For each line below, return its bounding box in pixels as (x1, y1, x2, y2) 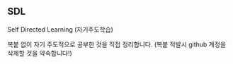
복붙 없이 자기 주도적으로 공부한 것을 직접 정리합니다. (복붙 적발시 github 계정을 (7, 40, 227, 49)
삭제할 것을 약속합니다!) (7, 49, 72, 57)
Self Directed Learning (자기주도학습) (7, 25, 113, 34)
